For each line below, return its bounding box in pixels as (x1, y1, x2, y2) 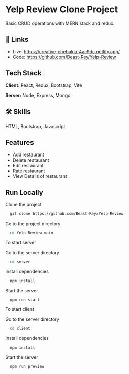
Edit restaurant (12, 163, 44, 169)
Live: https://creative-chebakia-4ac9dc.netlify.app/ (12, 48, 120, 54)
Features (5, 138, 34, 147)
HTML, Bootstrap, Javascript (5, 123, 66, 130)
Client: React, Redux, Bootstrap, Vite (5, 82, 82, 88)
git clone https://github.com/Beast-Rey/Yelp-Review (10, 211, 124, 216)
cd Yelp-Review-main (10, 230, 53, 235)
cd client (10, 326, 30, 331)
